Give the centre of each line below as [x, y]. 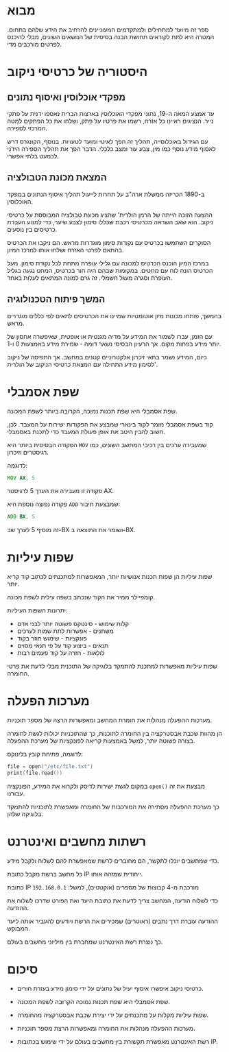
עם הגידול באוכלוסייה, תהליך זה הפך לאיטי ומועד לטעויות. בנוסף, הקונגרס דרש [108, 141]
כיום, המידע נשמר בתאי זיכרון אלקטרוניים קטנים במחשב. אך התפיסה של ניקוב [107, 357]
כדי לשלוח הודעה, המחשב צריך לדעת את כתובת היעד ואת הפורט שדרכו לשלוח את [112, 900]
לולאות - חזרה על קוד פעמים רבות [61, 653]
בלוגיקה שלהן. [25, 814]
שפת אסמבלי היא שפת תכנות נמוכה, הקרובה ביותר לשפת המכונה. [92, 411]
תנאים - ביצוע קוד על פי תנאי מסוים [63, 646]
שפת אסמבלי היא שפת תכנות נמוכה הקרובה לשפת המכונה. [93, 1001]
